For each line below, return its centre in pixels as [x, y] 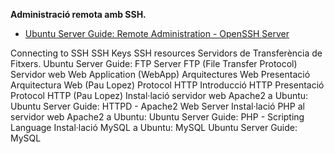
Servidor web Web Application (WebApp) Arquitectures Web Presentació [160, 74]
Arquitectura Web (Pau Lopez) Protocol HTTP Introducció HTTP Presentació [167, 85]
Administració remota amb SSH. [78, 14]
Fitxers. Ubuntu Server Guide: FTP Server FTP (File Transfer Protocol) [154, 63]
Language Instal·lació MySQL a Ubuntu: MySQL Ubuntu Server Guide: [154, 127]
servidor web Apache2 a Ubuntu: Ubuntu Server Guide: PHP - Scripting [157, 117]
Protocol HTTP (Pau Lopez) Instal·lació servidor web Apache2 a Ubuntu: [159, 95]
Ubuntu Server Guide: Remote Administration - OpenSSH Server [157, 33]
